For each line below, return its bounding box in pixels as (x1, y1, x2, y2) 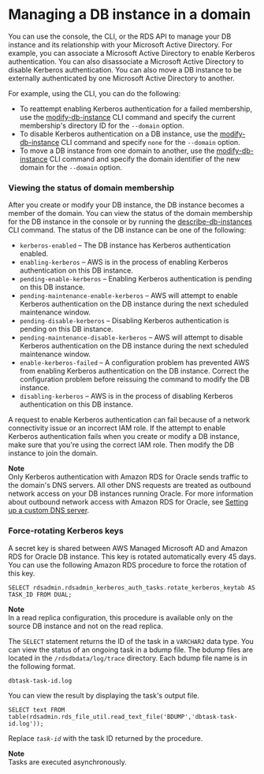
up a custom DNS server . (8, 506, 90, 515)
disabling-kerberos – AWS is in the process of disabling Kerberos (19, 392, 234, 401)
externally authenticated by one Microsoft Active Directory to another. (8, 73, 235, 83)
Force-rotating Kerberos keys (8, 526, 124, 537)
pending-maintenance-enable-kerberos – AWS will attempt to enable (19, 291, 238, 300)
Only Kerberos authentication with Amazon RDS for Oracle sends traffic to (8, 472, 248, 482)
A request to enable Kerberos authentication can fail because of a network (8, 415, 251, 425)
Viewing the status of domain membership (8, 182, 175, 193)
